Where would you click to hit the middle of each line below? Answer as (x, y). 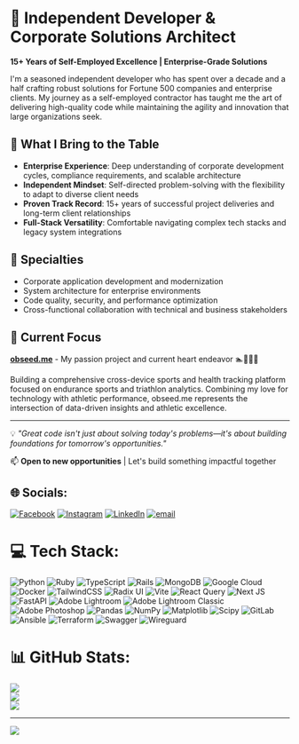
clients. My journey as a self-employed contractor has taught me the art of (146, 98)
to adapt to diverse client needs (81, 194)
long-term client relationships (77, 213)
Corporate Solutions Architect (123, 37)
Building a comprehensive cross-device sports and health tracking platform (148, 380)
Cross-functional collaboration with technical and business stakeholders (155, 309)
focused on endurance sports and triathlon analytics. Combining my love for (149, 389)
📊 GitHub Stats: (71, 657)
